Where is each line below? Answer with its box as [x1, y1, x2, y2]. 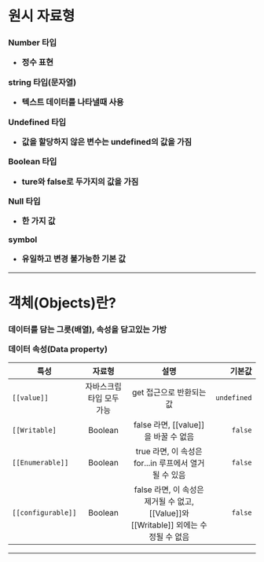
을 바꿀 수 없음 [144, 432, 195, 443]
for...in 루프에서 [133, 457, 189, 468]
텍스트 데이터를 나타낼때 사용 [21, 97, 124, 108]
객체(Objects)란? [8, 294, 116, 311]
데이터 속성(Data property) [8, 343, 108, 354]
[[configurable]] [12, 509, 77, 517]
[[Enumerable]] [12, 458, 69, 468]
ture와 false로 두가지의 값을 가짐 [21, 176, 139, 187]
